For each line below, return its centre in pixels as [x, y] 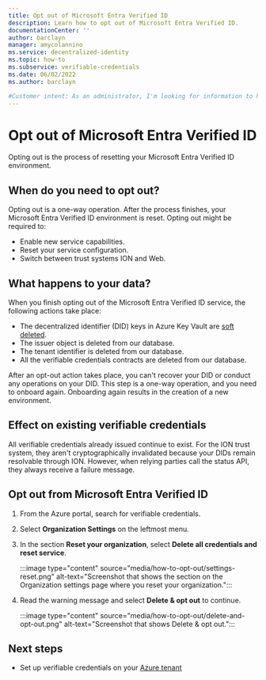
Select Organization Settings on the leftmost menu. [104, 529]
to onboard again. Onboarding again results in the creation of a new [119, 392]
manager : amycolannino [46, 45]
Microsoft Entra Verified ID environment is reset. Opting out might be [120, 218]
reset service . [43, 553]
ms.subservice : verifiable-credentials [74, 67]
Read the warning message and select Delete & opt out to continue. [130, 600]
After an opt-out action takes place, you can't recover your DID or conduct [129, 375]
